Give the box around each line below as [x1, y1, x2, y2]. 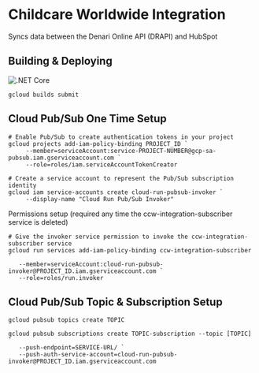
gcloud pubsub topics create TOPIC [8, 316, 125, 324]
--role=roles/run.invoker [18, 274, 104, 282]
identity [8, 181, 37, 189]
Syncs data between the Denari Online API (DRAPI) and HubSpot [8, 32, 218, 41]
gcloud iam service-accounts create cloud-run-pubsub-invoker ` [8, 188, 224, 196]
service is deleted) [8, 217, 68, 226]
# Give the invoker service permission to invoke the [8, 233, 189, 241]
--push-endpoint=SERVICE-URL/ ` [18, 344, 125, 352]
